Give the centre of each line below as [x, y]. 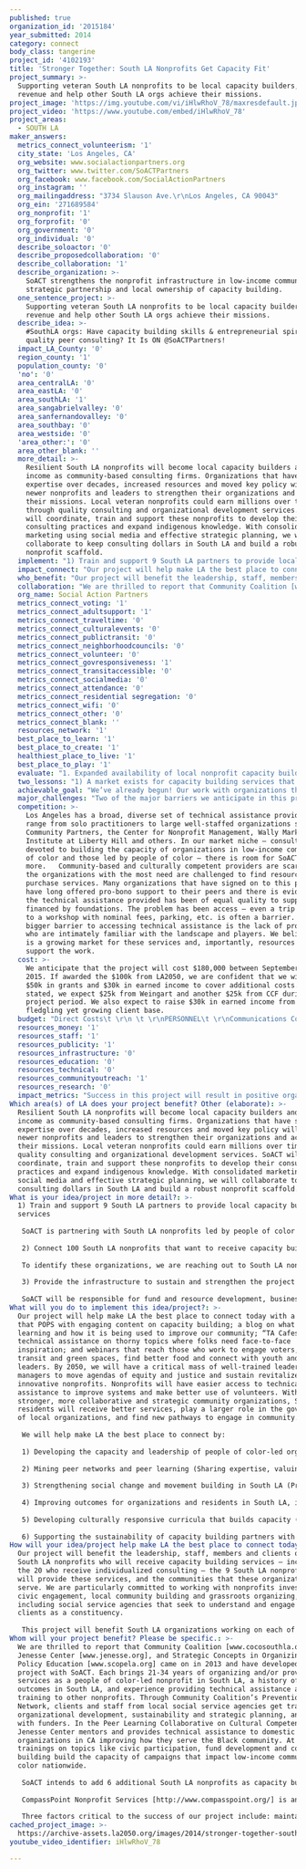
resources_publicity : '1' [67, 1044]
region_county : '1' [55, 357]
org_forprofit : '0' [55, 221]
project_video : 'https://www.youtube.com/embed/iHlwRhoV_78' [128, 111]
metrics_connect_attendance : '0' [81, 688]
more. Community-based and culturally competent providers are [153, 867]
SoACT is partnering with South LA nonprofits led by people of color [158, 1231]
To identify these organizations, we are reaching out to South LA [152, 1265]
